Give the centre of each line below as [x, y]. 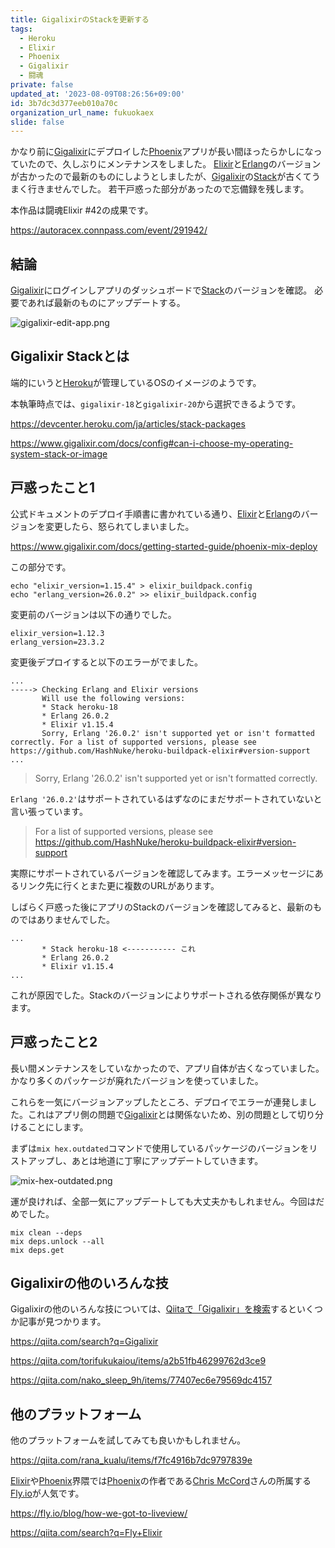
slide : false [37, 122]
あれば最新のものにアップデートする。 [106, 303]
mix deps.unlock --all [57, 1241]
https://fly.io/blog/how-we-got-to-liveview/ [99, 1513]
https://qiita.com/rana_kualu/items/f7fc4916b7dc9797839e [131, 1460]
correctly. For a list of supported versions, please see [133, 742]
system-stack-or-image [59, 453]
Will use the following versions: [113, 698]
